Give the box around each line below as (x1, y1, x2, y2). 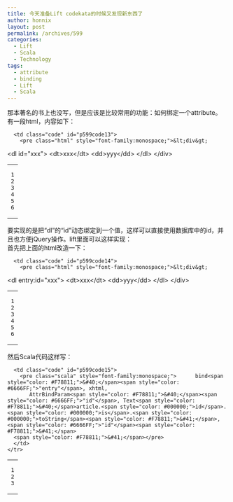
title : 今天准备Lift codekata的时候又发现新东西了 (7, 10, 143, 18)
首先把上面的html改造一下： (7, 244, 87, 252)
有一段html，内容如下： (7, 117, 76, 126)
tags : (7, 62, 23, 69)
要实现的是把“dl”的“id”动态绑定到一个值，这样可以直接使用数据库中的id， (7, 226, 218, 235)
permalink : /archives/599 (7, 29, 83, 37)
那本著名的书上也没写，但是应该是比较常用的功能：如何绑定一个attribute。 (7, 109, 222, 117)
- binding (13, 75, 42, 83)
